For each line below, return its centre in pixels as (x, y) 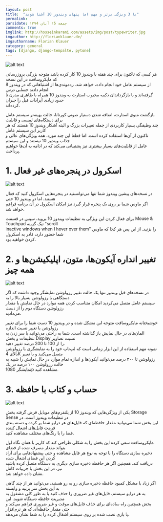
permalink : (17, 19)
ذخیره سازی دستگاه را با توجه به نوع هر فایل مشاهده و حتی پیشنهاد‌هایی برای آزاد (79, 453)
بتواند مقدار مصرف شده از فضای (35, 448)
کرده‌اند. (13, 105)
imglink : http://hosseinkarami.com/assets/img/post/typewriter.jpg (76, 32)
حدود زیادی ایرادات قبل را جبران (35, 100)
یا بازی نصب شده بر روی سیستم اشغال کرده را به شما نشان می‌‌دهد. (68, 514)
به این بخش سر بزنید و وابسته (33, 488)
